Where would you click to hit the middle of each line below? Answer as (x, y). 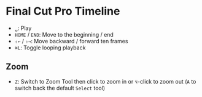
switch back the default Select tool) (60, 88)
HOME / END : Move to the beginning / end (64, 34)
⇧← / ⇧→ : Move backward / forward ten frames (71, 41)
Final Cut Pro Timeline (63, 11)
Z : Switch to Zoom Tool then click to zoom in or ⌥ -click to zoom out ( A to (105, 81)
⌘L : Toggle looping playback (50, 48)
